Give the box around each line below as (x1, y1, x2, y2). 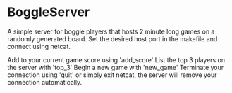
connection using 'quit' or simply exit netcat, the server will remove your (7, 71, 217, 79)
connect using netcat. (7, 42, 71, 50)
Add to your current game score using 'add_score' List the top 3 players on (7, 55, 226, 64)
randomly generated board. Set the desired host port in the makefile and (7, 34, 218, 43)
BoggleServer (7, 4, 90, 20)
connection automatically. (7, 78, 83, 86)
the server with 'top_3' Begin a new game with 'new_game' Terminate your (7, 63, 224, 71)
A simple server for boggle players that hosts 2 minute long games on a (7, 27, 215, 36)
